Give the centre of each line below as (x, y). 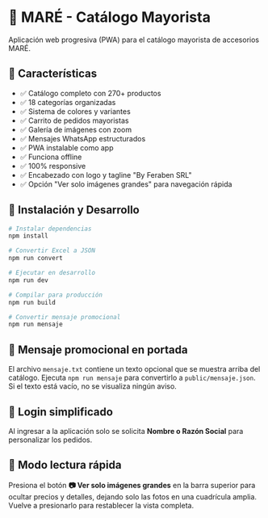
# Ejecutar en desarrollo (52, 273)
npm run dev (28, 280)
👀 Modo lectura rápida (65, 465)
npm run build (32, 302)
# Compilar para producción (56, 295)
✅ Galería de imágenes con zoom (75, 129)
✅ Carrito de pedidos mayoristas (74, 120)
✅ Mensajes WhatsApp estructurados (83, 138)
